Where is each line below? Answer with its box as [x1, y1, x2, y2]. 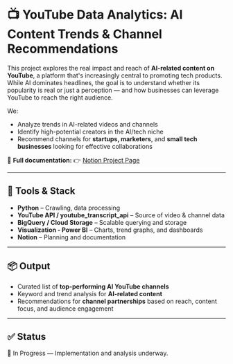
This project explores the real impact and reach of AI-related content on [7, 64, 215, 72]
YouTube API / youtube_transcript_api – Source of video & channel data [17, 210, 225, 219]
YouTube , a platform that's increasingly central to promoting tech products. [7, 71, 223, 80]
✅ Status [7, 331, 46, 343]
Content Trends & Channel [7, 26, 163, 42]
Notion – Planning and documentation [17, 233, 126, 241]
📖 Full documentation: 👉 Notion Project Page [7, 156, 140, 164]
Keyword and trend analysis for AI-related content [17, 289, 163, 298]
